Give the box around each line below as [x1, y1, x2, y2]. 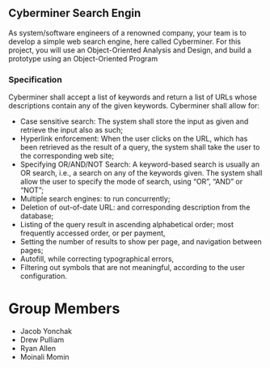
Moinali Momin [19, 352, 70, 362]
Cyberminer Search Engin [8, 6, 141, 20]
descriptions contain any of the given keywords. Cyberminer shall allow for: [8, 101, 260, 111]
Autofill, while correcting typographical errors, [19, 254, 175, 264]
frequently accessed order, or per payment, [19, 228, 166, 238]
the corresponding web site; [19, 151, 115, 161]
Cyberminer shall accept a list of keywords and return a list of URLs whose [8, 92, 257, 102]
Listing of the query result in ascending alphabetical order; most [19, 220, 234, 230]
